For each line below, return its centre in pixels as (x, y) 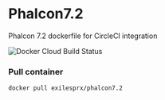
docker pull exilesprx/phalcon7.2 (66, 88)
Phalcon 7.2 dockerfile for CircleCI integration (83, 36)
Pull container (36, 71)
